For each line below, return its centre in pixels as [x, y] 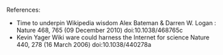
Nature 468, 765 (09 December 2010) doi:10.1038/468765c [100, 30]
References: [23, 10]
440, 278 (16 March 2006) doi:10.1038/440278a [84, 44]
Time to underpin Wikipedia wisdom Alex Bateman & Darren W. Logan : [116, 23]
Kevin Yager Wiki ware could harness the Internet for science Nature [113, 37]
